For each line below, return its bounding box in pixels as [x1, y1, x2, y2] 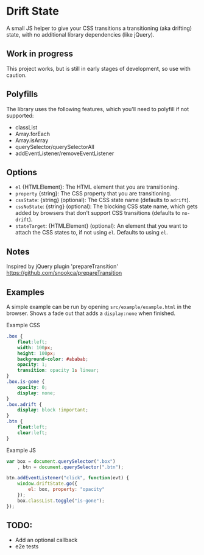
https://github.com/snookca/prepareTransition [6, 269, 122, 277]
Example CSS [6, 322, 41, 328]
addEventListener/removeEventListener [15, 150, 114, 157]
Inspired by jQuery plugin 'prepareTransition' [6, 263, 119, 270]
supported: [6, 112, 34, 119]
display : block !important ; [17, 407, 88, 413]
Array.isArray [15, 136, 49, 144]
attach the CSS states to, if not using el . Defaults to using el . [15, 229, 169, 236]
